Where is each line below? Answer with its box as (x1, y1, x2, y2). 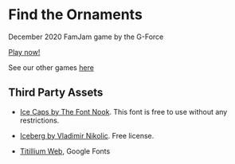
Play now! (8, 47, 41, 57)
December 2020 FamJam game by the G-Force (8, 32, 164, 41)
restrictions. (19, 115, 60, 125)
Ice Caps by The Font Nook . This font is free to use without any (19, 107, 228, 116)
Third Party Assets (8, 86, 104, 100)
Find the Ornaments (8, 6, 143, 24)
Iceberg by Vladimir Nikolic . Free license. (19, 131, 155, 140)
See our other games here (8, 62, 94, 72)
